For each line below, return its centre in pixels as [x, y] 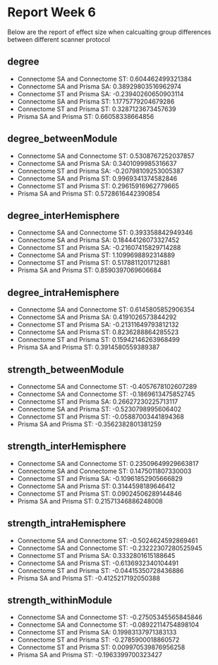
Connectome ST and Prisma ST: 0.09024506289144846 [99, 494]
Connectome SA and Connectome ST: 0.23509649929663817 [108, 463]
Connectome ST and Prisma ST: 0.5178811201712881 [94, 263]
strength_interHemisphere [67, 447]
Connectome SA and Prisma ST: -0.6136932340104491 [98, 563]
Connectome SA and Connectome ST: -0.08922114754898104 [108, 625]
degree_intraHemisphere [63, 292]
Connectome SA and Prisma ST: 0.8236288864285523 [98, 332]
